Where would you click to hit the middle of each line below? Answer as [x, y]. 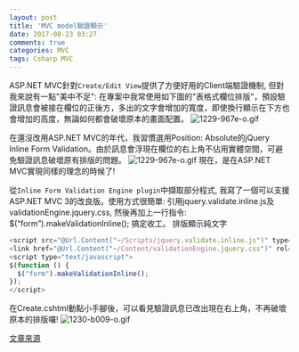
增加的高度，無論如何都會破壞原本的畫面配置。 [102, 119]
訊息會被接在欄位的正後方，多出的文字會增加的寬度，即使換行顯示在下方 [149, 107]
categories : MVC [39, 51]
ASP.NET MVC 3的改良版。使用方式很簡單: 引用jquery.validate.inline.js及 [142, 201]
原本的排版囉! [34, 319]
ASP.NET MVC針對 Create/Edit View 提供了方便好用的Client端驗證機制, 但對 [147, 85]
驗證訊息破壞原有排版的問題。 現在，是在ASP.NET [144, 160]
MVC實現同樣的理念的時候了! [62, 171]
